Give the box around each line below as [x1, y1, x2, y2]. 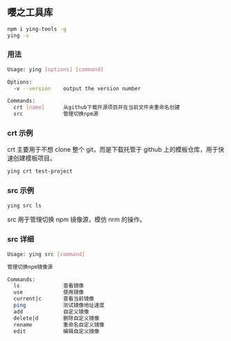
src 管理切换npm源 [13, 111, 99, 118]
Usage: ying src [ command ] [7, 251, 85, 257]
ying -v [7, 32, 30, 39]
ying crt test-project [7, 168, 73, 175]
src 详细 [7, 235, 35, 244]
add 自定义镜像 [13, 308, 89, 315]
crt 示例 [7, 128, 33, 138]
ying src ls [7, 202, 42, 209]
